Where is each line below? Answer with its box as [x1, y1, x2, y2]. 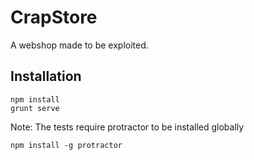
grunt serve [10, 103, 60, 113]
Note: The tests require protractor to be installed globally [10, 121, 245, 133]
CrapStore [10, 6, 98, 29]
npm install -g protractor [10, 140, 123, 150]
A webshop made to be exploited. [10, 39, 149, 51]
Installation [10, 68, 82, 85]
